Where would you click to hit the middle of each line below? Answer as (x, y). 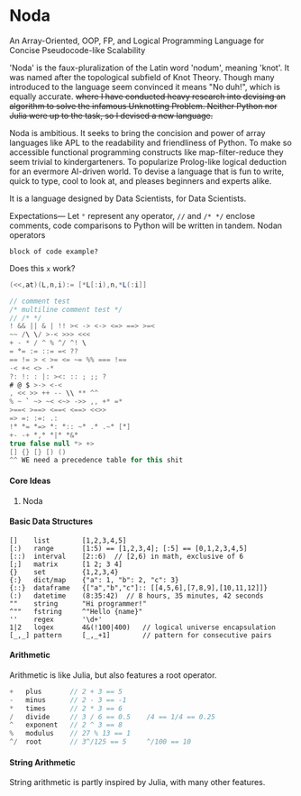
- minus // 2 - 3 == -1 (68, 700)
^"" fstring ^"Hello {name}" (76, 611)
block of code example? (54, 252)
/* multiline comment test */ (66, 309)
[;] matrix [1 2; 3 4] (66, 564)
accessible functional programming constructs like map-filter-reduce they (146, 152)
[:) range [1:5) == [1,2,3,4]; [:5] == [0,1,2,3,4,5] (128, 548)
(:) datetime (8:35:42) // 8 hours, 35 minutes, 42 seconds (137, 596)
